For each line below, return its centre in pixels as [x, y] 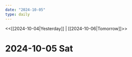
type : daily [17, 14]
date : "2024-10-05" [25, 10]
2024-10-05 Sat [39, 48]
